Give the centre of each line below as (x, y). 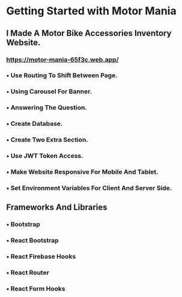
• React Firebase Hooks (41, 257)
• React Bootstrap (32, 241)
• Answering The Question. (47, 108)
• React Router (28, 272)
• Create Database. (35, 124)
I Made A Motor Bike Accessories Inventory (89, 33)
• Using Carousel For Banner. (49, 92)
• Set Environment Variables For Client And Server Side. (89, 188)
